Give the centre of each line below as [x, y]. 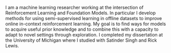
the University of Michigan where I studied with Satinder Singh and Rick [81, 40]
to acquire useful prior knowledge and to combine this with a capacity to [82, 29]
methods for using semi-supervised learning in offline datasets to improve [84, 18]
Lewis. [12, 46]
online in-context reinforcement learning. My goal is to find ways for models [85, 24]
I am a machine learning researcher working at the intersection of [74, 7]
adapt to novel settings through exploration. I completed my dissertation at [84, 35]
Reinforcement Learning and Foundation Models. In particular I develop [81, 13]
